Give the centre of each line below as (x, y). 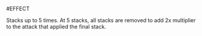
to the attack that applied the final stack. (56, 27)
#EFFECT (18, 9)
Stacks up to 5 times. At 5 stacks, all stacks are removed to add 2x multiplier (101, 20)
